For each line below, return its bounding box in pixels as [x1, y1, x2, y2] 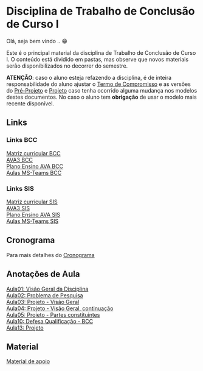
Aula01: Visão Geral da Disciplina [6, 285, 89, 292]
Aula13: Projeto [6, 324, 44, 331]
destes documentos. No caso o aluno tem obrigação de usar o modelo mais [6, 93, 197, 101]
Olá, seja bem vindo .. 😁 [6, 37, 68, 44]
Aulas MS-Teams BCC [6, 169, 62, 176]
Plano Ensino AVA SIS [6, 211, 61, 218]
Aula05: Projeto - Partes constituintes [6, 311, 100, 318]
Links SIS [6, 184, 35, 193]
